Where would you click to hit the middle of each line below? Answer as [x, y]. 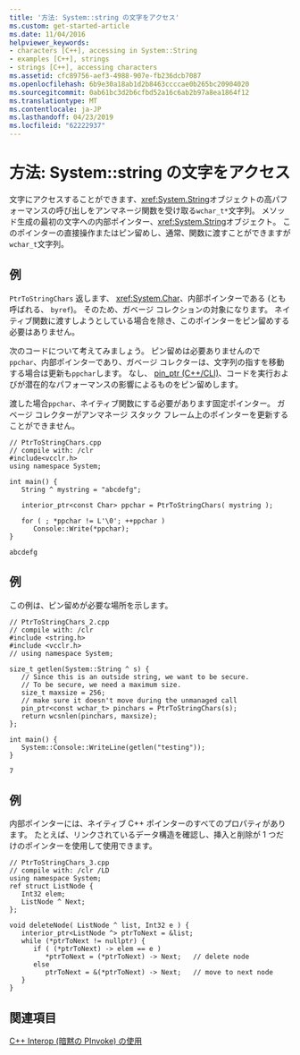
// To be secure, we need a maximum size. [101, 685]
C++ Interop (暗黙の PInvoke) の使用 [76, 1041]
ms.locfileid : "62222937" [57, 126]
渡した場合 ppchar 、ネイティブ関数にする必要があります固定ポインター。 [142, 403]
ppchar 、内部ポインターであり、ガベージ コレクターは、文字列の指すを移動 [147, 362]
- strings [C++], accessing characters [83, 68]
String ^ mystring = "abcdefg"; [81, 489]
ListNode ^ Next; [54, 902]
